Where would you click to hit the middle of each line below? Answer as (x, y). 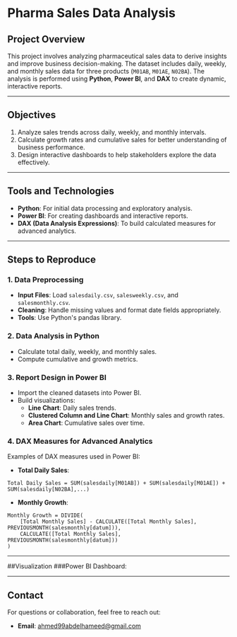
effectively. (34, 162)
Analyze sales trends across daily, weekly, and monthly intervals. (112, 132)
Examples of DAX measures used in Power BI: (74, 457)
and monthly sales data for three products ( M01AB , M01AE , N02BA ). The (106, 71)
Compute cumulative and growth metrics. (78, 359)
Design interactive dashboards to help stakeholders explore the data (117, 154)
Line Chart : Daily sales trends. (72, 408)
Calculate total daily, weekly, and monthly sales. (87, 351)
